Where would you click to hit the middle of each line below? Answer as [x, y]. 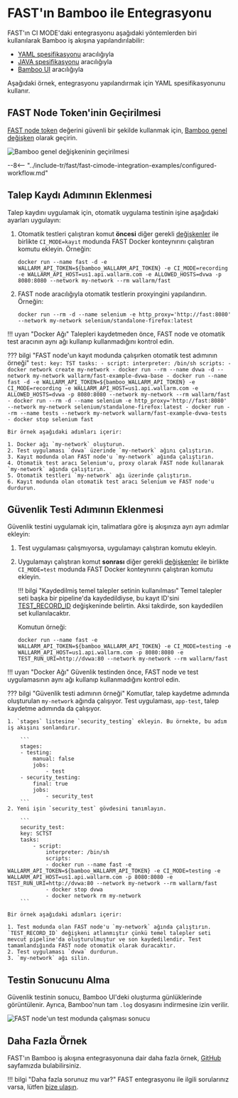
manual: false [54, 759]
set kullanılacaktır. [44, 613]
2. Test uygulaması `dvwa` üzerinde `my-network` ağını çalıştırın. [111, 450]
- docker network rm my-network [93, 896]
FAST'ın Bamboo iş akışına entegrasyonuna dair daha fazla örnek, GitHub [114, 1058]
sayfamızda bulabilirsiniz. [44, 1066]
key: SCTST [36, 834]
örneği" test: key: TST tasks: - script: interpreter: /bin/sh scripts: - [119, 363]
